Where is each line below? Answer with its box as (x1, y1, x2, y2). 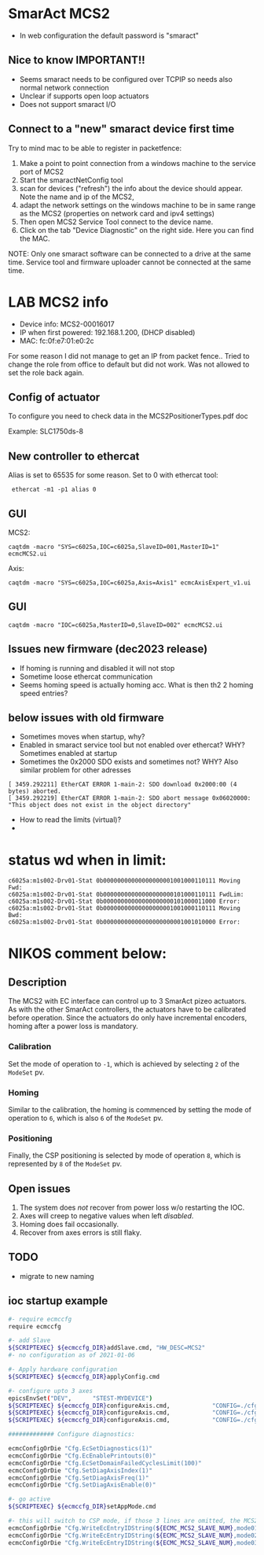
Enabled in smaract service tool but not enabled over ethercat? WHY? (19, 740, 246, 750)
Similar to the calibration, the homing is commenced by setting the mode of (8, 1104, 251, 1114)
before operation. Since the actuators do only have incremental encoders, (8, 1013, 247, 1023)
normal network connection (19, 83, 110, 92)
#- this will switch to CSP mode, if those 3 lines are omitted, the (8, 1517, 241, 1525)
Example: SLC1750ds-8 (8, 426, 84, 437)
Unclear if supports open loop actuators (19, 91, 149, 101)
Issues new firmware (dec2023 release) (8, 643, 208, 656)
